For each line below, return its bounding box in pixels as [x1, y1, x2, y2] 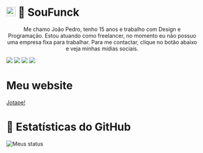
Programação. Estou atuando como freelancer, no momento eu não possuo [8, 32, 196, 39]
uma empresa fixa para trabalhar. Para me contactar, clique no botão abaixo [7, 38, 198, 46]
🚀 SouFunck [18, 5, 80, 19]
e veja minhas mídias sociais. [66, 45, 139, 52]
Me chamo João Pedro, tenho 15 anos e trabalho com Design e [23, 25, 181, 33]
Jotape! [6, 98, 26, 106]
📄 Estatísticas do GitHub [6, 120, 131, 134]
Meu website [6, 79, 73, 93]
